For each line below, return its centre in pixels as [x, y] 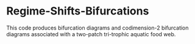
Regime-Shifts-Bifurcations [78, 11]
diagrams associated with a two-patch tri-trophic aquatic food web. [91, 34]
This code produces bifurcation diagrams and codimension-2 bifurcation [97, 28]
